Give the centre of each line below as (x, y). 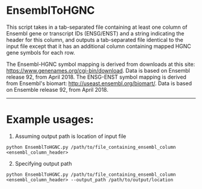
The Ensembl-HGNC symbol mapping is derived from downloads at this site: (101, 64)
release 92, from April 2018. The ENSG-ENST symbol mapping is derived (96, 77)
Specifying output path (43, 163)
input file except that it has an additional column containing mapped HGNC (99, 46)
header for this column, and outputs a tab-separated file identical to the (95, 40)
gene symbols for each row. (41, 52)
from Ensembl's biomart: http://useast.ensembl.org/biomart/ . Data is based (99, 83)
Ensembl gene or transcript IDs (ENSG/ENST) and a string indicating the (95, 33)
